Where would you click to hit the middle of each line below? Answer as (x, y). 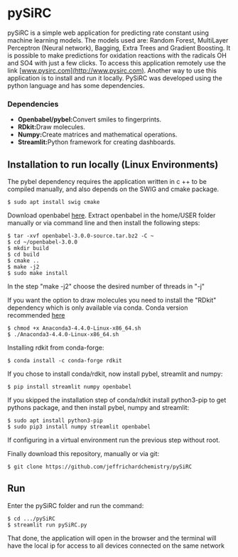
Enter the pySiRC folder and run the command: (76, 505)
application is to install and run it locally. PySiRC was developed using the (115, 78)
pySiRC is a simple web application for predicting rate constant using (108, 33)
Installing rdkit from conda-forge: (56, 348)
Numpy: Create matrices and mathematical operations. (97, 135)
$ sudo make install (38, 274)
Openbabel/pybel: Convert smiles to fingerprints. (90, 119)
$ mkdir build (28, 249)
